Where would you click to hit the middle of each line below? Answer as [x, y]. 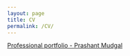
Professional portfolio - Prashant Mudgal [65, 46]
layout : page [26, 13]
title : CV [21, 20]
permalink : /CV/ [30, 26]
